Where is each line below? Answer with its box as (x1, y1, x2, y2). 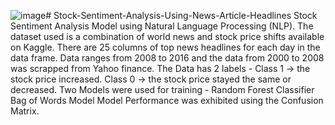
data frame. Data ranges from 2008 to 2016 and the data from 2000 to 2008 (10, 52, 325, 64)
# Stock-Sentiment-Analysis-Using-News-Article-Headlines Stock (45, 10, 318, 21)
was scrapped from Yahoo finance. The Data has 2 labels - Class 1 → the (10, 63, 311, 74)
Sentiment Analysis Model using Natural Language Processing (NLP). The (10, 20, 314, 32)
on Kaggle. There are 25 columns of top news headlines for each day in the (10, 41, 321, 53)
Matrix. (10, 105, 40, 117)
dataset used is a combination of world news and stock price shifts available (10, 31, 325, 42)
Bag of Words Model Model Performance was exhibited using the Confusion (10, 95, 324, 106)
